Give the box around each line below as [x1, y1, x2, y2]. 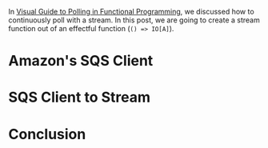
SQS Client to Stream [8, 88, 150, 106]
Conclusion [8, 125, 86, 143]
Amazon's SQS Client [8, 52, 154, 70]
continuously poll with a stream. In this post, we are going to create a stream [8, 15, 260, 25]
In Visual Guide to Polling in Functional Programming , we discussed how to [8, 7, 254, 16]
